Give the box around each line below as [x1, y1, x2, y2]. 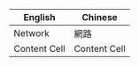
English [23, 11, 56, 23]
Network [13, 27, 50, 39]
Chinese [81, 11, 118, 23]
